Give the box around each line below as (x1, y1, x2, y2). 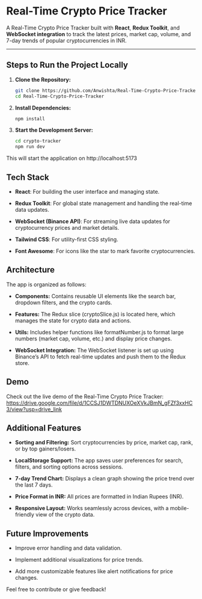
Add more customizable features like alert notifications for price (14, 568, 173, 575)
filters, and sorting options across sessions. (14, 463, 123, 470)
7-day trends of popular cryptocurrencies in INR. (6, 37, 127, 44)
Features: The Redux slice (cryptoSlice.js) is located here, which (14, 310, 176, 318)
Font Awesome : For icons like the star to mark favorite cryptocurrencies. (14, 247, 195, 254)
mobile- (170, 505, 189, 512)
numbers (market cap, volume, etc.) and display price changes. (14, 335, 173, 342)
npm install (14, 115, 45, 121)
